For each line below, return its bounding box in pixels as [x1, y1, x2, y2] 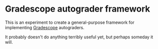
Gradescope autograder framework [5, 3, 151, 15]
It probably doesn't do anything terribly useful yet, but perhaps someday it [5, 34, 153, 40]
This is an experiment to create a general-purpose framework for [5, 19, 134, 25]
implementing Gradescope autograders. [5, 24, 85, 30]
